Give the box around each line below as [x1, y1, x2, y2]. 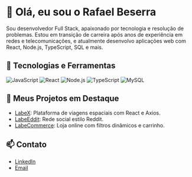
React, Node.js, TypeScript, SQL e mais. [6, 44, 103, 51]
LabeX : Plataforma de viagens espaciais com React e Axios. [14, 109, 161, 116]
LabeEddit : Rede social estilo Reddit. [14, 115, 104, 123]
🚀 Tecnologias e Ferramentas [6, 61, 116, 71]
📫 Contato [6, 139, 47, 149]
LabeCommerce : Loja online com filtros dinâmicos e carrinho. [14, 122, 165, 129]
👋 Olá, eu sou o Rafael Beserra [6, 5, 157, 19]
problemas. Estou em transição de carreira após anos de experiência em [6, 31, 183, 38]
